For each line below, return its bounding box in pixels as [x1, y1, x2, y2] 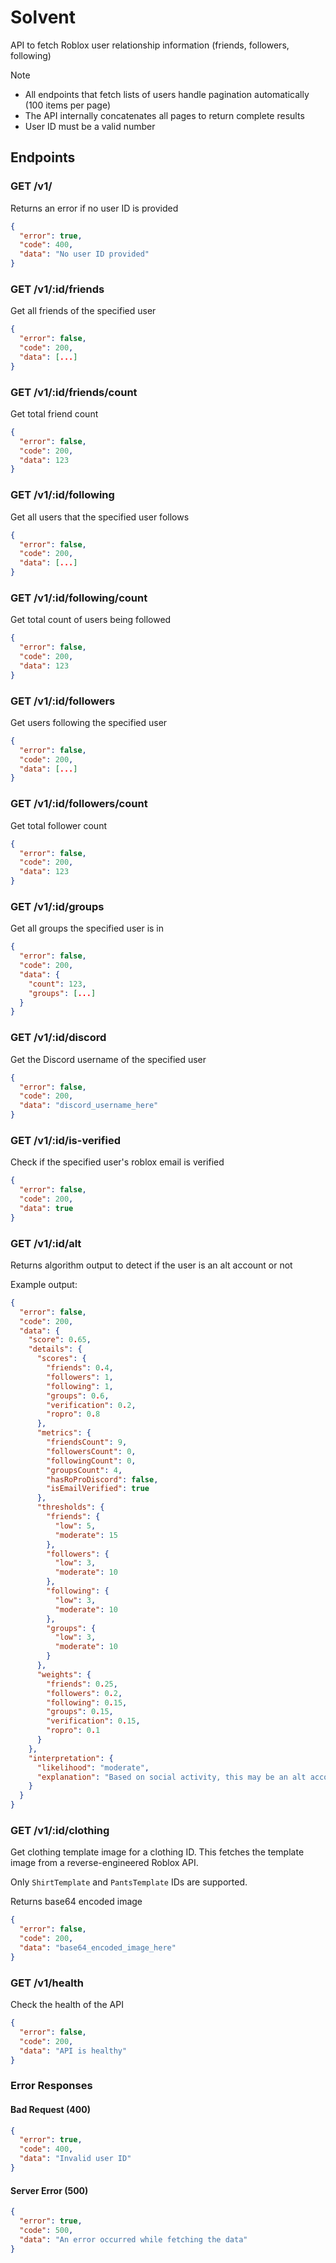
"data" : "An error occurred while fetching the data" [19, 2234, 248, 2245]
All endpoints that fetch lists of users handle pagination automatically [24, 88, 310, 100]
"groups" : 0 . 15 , [46, 1707, 114, 1717]
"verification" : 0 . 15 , [46, 1716, 141, 1726]
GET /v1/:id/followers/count [10, 797, 148, 811]
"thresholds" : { [36, 1502, 105, 1513]
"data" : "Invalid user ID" [19, 2154, 132, 2164]
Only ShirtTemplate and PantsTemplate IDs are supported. [10, 1876, 248, 1888]
